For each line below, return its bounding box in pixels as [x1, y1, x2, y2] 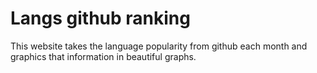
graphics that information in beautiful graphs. [10, 50, 197, 62]
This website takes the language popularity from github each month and [10, 40, 308, 52]
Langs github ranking [10, 7, 191, 30]
